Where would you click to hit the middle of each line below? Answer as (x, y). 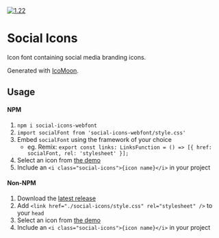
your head (30, 213)
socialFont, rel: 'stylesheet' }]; (78, 153)
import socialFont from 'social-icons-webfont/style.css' (101, 133)
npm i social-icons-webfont (57, 126)
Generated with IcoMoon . (43, 70)
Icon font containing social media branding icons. (77, 57)
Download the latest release (56, 198)
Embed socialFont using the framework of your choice (94, 139)
